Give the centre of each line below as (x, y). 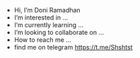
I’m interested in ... (41, 17)
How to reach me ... (43, 40)
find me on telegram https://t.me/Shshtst (73, 47)
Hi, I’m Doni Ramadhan (47, 10)
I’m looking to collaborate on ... (59, 32)
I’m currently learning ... (48, 25)
